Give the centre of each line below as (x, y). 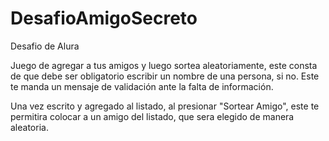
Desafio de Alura (45, 46)
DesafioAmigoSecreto (104, 18)
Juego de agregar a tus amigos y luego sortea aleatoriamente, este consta (164, 65)
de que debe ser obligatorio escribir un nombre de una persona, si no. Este (165, 76)
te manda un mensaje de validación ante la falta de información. (142, 86)
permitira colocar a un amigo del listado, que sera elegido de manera (152, 116)
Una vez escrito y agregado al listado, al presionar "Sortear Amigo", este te (165, 106)
